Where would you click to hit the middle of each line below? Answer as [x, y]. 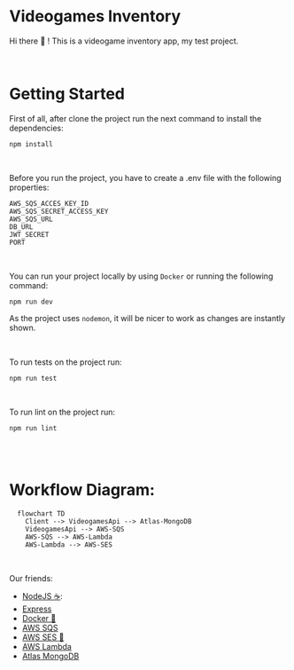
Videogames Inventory [95, 16]
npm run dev [31, 302]
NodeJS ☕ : [43, 595]
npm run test [33, 378]
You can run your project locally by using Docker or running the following [141, 276]
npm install [31, 144]
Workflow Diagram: [82, 490]
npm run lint [33, 428]
